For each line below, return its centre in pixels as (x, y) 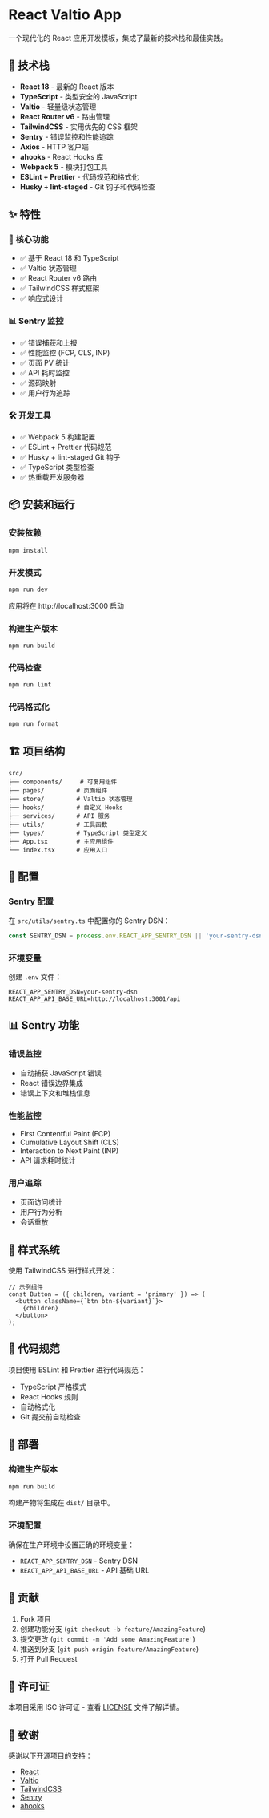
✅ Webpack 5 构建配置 (58, 437)
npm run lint (30, 685)
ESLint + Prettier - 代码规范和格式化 (79, 176)
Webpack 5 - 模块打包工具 (64, 167)
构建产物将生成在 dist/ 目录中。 (61, 1503)
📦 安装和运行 (42, 505)
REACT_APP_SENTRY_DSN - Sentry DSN (79, 1561)
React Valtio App (65, 15)
